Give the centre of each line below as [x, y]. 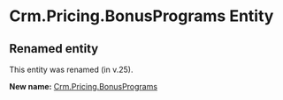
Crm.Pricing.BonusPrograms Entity [141, 16]
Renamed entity [54, 49]
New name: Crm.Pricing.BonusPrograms [83, 86]
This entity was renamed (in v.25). [71, 69]
